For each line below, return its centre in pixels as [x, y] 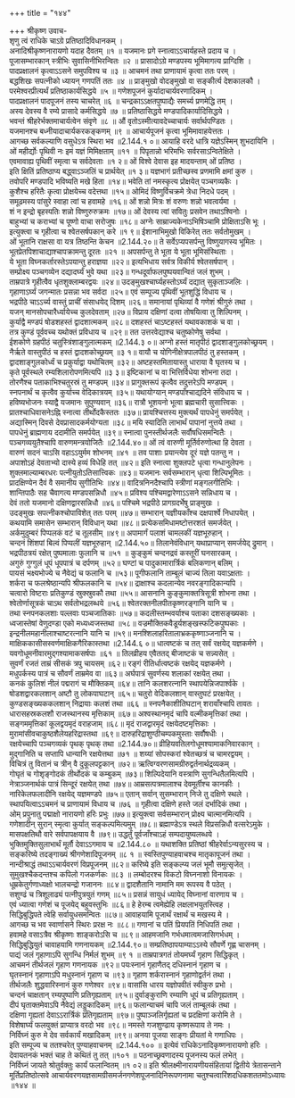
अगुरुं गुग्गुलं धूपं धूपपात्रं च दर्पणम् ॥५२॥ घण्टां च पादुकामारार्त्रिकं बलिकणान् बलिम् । [125, 563]
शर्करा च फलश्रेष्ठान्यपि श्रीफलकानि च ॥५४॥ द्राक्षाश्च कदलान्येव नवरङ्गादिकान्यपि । [126, 583]
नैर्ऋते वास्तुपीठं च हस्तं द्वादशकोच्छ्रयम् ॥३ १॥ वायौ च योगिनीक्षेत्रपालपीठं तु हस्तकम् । [128, 352]
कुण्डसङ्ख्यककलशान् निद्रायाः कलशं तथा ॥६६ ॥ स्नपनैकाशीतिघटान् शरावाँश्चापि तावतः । [135, 703]
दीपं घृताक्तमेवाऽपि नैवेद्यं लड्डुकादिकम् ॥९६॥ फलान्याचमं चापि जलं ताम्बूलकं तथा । [123, 1005]
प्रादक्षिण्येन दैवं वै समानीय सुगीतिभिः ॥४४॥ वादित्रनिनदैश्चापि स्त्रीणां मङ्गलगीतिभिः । [125, 482]
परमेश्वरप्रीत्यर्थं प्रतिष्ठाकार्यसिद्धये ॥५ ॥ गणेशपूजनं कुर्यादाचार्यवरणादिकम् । [111, 91]
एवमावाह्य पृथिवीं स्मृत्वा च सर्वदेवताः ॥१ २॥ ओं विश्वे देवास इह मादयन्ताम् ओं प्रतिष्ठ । [126, 161]
